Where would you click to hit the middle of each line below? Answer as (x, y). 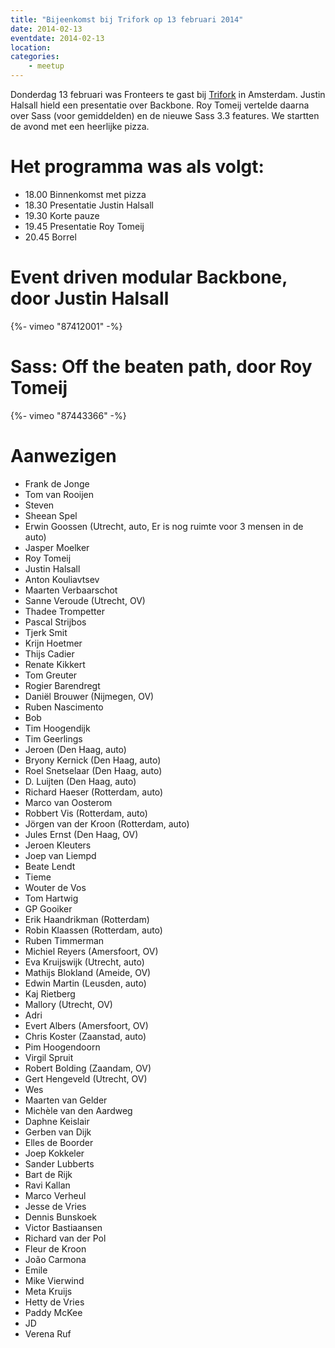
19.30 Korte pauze (62, 215)
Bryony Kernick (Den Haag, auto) (93, 760)
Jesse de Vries (55, 1206)
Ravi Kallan (47, 1185)
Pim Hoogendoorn (62, 1047)
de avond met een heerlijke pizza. (80, 126)
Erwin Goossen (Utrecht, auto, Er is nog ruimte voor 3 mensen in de (164, 526)
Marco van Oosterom (68, 802)
